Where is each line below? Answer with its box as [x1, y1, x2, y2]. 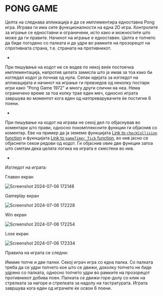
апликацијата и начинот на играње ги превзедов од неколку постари [5, 79, 150, 86]
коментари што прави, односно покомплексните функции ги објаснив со [5, 124, 158, 130]
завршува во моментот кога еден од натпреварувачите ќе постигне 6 [5, 95, 151, 101]
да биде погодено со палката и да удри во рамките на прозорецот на [5, 40, 150, 46]
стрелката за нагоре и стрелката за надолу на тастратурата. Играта [5, 280, 148, 286]
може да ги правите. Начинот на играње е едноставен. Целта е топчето [5, 35, 156, 41]
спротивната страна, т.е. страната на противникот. [5, 45, 111, 51]
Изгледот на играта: [5, 164, 47, 170]
